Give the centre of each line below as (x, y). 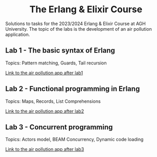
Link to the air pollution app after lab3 (45, 149)
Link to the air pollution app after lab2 (45, 111)
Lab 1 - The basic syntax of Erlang (60, 50)
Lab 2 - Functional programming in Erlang (73, 89)
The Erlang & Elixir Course (86, 9)
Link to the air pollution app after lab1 (44, 73)
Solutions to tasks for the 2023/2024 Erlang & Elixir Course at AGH (75, 24)
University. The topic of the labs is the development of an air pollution (78, 29)
